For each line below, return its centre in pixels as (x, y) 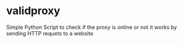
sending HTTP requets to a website (50, 33)
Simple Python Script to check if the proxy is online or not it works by (91, 27)
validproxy (33, 11)
